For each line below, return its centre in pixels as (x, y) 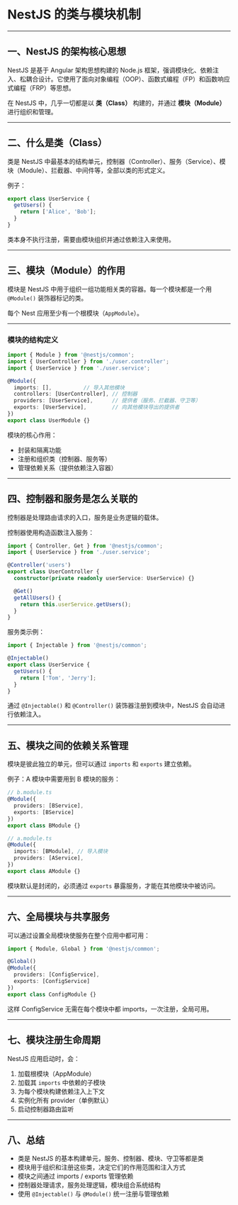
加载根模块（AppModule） (56, 1073)
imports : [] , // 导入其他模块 (69, 387)
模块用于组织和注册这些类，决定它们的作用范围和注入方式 (101, 1167)
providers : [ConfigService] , (57, 975)
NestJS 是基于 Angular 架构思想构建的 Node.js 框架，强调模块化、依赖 (110, 70)
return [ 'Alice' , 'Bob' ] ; (58, 212)
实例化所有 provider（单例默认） (65, 1100)
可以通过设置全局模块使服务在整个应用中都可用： (79, 935)
